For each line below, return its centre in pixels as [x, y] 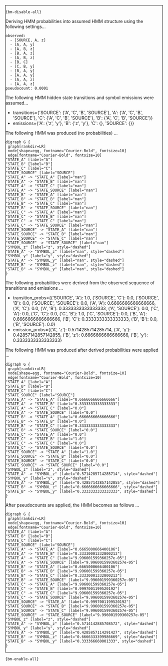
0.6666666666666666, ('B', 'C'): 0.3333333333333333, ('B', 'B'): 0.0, [85, 319]
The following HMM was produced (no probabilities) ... [62, 133]
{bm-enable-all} [22, 659]
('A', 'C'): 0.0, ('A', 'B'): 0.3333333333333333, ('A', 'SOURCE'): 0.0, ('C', [86, 308]
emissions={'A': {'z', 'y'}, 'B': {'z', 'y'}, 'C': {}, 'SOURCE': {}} [73, 123]
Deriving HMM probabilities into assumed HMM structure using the [74, 21]
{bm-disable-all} [23, 12]
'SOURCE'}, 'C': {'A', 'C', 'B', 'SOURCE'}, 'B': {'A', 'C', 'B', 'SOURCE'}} [83, 118]
